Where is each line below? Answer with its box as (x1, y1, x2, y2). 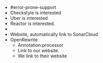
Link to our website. (17, 48, 60, 53)
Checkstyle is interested (10, 10, 61, 16)
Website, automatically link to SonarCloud (10, 31, 98, 37)
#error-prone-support (10, 5, 57, 10)
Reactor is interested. (10, 20, 55, 26)
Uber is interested (10, 15, 48, 21)
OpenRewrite (10, 37, 38, 43)
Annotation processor (17, 42, 64, 48)
